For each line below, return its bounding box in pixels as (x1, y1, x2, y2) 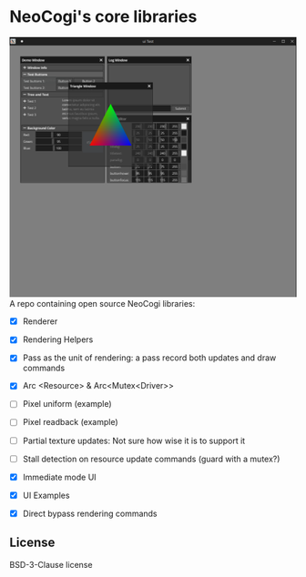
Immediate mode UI (22, 471, 97, 482)
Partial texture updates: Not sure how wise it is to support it (22, 435, 246, 446)
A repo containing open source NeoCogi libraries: (9, 299, 196, 309)
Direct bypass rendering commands (22, 508, 158, 519)
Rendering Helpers (22, 334, 94, 345)
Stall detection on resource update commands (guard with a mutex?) (22, 453, 280, 464)
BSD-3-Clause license (9, 559, 93, 570)
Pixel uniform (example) (22, 399, 112, 410)
